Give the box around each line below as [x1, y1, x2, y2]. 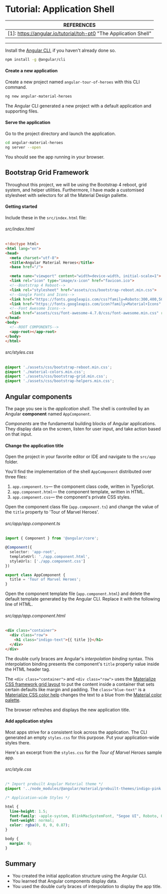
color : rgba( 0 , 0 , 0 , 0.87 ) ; [9, 823, 70, 828]
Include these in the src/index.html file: [5, 214, 87, 220]
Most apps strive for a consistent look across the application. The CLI [5, 729, 148, 736]
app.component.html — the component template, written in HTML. [12, 489, 145, 495]
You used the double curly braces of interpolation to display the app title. [12, 883, 162, 889]
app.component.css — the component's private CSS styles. [12, 494, 131, 500]
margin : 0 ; [9, 841, 32, 846]
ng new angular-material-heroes [5, 94, 72, 99]
